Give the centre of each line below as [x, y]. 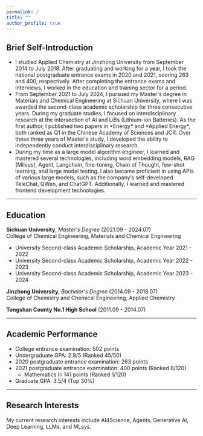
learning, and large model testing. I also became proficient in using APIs [105, 171]
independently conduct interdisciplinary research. [77, 146]
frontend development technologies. [60, 190]
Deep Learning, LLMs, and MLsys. [49, 426]
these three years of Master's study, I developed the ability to [91, 139]
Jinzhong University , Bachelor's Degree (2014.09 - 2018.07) [82, 291]
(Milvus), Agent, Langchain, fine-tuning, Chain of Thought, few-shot [100, 165]
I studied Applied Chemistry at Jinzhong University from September [99, 62]
